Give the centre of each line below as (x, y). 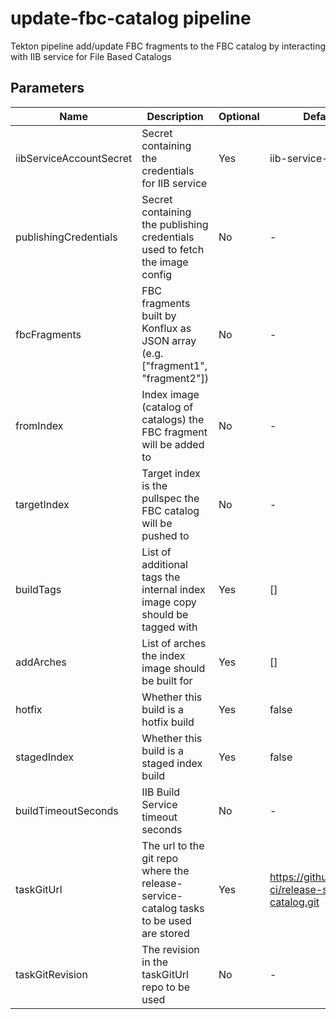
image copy (169, 602)
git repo (160, 858)
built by (159, 315)
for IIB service (174, 183)
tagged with (169, 627)
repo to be (166, 987)
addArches (41, 662)
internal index (173, 589)
